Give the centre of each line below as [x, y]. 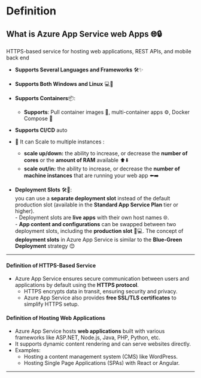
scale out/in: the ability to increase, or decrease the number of [102, 169]
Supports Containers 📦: [45, 98]
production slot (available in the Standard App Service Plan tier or [96, 205]
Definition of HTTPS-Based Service [51, 265]
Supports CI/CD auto [41, 130]
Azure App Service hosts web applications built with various [90, 331]
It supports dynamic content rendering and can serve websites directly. [103, 344]
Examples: [28, 350]
